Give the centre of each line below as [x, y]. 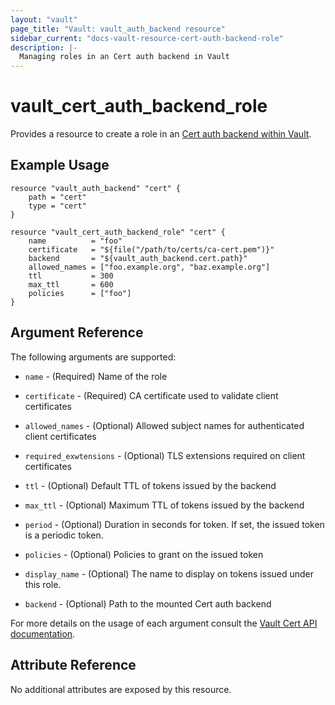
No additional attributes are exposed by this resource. [121, 689]
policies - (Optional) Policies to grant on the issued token [144, 554]
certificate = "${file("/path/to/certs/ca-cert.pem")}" [151, 249]
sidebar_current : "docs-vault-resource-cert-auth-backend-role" [147, 38]
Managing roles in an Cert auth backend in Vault [124, 57]
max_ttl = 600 [71, 284]
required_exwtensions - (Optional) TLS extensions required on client [165, 455]
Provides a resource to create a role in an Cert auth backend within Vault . [161, 134]
